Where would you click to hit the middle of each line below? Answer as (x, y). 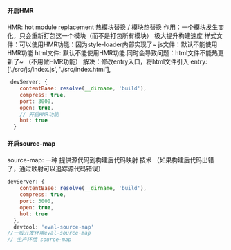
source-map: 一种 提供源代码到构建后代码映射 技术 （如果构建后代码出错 (111, 160)
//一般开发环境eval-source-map (49, 233)
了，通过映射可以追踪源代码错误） (56, 169)
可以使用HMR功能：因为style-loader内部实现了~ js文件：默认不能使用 (118, 44)
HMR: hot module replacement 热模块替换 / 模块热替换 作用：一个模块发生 (113, 27)
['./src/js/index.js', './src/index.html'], (59, 70)
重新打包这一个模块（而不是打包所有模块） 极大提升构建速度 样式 (123, 36)
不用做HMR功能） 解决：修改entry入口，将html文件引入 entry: (119, 61)
